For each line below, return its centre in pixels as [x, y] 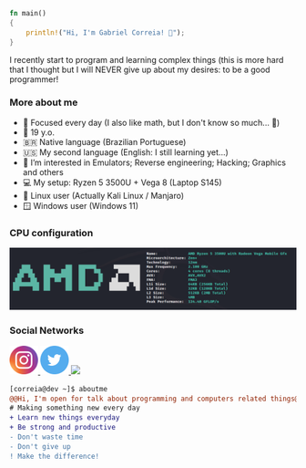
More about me [44, 102]
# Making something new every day [75, 408]
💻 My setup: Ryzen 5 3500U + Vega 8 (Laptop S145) [122, 182]
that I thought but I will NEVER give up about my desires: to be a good [140, 69]
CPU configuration [51, 233]
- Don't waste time [46, 437]
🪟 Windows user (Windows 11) [81, 205]
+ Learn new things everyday [65, 418]
